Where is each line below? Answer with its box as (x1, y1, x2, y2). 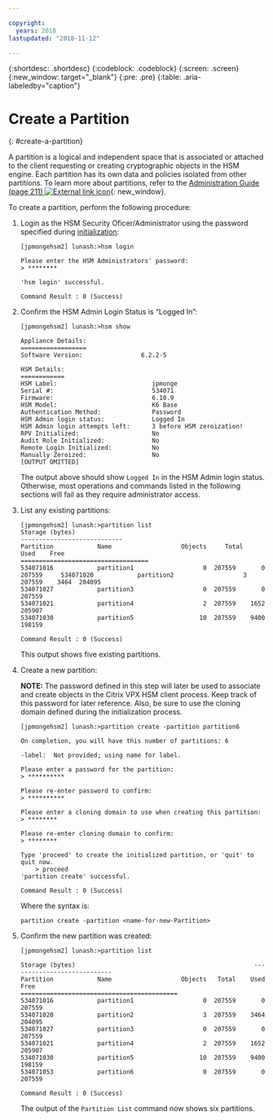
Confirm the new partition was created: (20, 931, 152, 941)
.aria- (183, 72, 201, 82)
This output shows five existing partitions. (20, 649, 161, 660)
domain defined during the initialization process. (20, 707, 183, 717)
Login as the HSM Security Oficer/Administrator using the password (20, 218, 249, 228)
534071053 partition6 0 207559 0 (20, 1068, 266, 1076)
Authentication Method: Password (20, 408, 182, 416)
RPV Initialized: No (20, 429, 160, 438)
